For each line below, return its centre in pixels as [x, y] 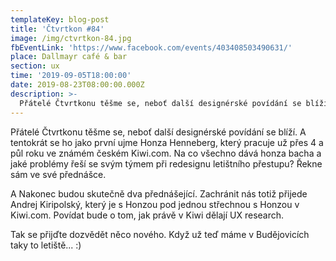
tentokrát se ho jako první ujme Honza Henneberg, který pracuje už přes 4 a [167, 142]
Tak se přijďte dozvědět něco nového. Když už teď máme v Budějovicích [160, 234]
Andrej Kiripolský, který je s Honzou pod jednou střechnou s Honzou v [155, 204]
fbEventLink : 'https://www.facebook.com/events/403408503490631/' [151, 47]
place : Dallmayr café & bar [69, 57]
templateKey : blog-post [60, 19]
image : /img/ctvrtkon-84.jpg [71, 38]
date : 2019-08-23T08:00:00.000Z [77, 85]
